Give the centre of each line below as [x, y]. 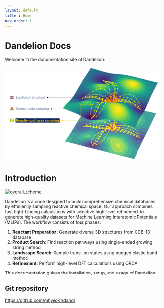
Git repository [27, 288]
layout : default [22, 10]
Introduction [31, 178]
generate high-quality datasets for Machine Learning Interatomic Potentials [81, 217]
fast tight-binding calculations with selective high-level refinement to [75, 212]
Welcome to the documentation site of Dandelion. [55, 60]
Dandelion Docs [38, 46]
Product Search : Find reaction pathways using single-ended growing [82, 242]
